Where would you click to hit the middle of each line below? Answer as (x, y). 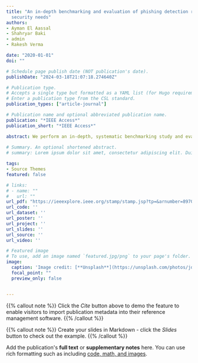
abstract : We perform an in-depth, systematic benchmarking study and (95, 137)
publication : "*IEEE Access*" (43, 120)
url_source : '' (25, 235)
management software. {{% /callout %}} (55, 318)
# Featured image (27, 251)
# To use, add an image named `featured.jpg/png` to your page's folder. (99, 257)
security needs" (31, 17)
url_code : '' (22, 208)
